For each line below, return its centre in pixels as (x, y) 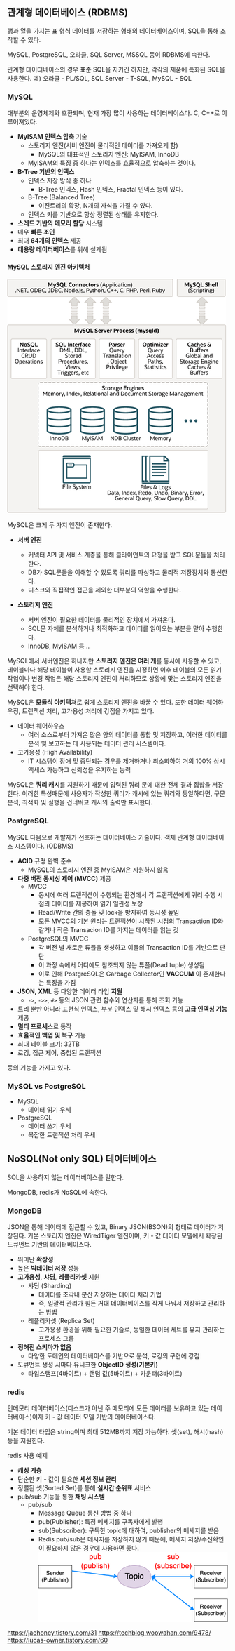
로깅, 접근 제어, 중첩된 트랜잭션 (59, 1052)
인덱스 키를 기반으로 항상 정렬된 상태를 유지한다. (93, 214)
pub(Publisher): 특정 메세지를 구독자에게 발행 (100, 1522)
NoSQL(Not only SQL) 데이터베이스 (82, 1159)
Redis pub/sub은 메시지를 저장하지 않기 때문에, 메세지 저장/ (120, 1539)
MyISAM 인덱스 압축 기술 (52, 137)
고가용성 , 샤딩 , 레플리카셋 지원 (58, 1277)
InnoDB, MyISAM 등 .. (59, 646)
